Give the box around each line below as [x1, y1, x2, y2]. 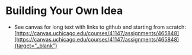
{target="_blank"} [14, 42, 57, 49]
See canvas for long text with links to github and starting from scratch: [14, 23, 186, 30]
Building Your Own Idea [5, 4, 123, 18]
